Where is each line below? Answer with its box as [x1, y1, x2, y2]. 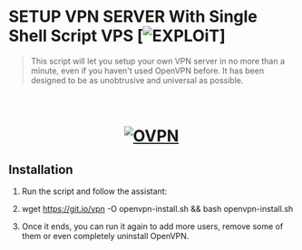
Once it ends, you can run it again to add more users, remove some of [21, 220, 284, 232]
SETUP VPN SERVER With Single [8, 6, 258, 27]
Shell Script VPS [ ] [8, 25, 226, 46]
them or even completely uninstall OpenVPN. [21, 230, 190, 241]
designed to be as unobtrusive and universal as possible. [30, 74, 244, 85]
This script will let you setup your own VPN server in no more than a [30, 55, 286, 66]
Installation [8, 161, 73, 178]
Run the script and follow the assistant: [21, 186, 168, 197]
